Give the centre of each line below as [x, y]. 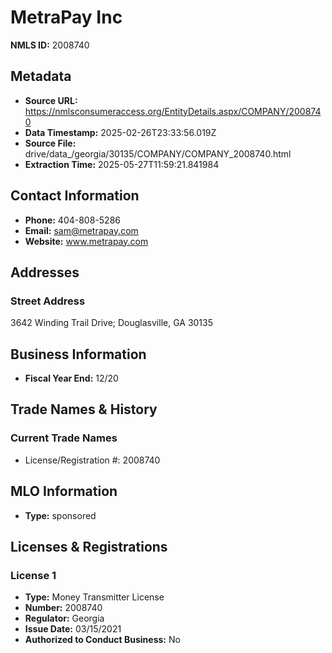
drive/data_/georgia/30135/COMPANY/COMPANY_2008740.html [158, 153]
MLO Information [64, 491]
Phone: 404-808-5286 [72, 220]
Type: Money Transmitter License [94, 597]
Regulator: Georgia [64, 618]
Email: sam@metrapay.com [81, 230]
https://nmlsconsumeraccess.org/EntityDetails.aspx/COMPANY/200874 [173, 111]
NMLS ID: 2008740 [50, 45]
